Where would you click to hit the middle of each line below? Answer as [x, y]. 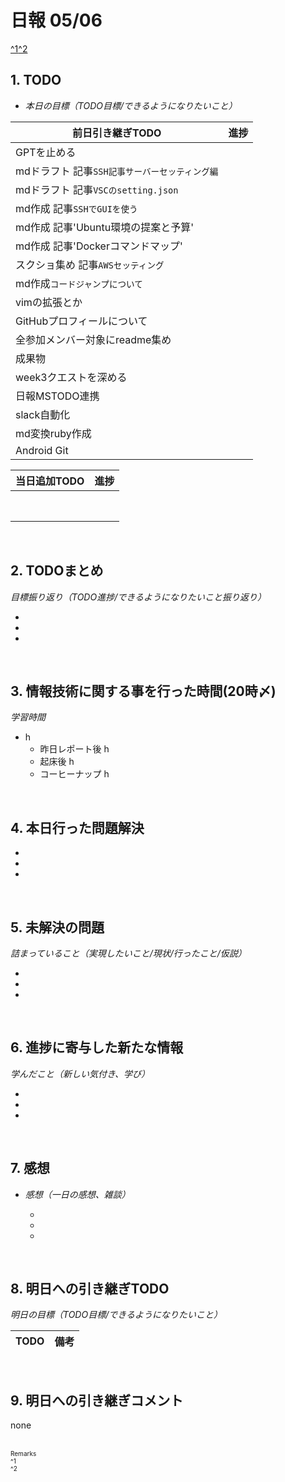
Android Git [42, 450]
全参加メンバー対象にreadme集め [93, 339]
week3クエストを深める [71, 377]
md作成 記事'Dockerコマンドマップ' [99, 246]
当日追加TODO [50, 481]
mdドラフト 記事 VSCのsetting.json [97, 189]
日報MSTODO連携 [57, 396]
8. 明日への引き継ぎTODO [90, 1289]
